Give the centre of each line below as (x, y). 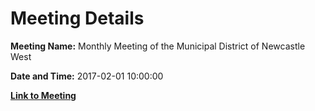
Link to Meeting (43, 95)
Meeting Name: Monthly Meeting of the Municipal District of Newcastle (158, 46)
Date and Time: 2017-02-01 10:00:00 (87, 76)
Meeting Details (77, 18)
